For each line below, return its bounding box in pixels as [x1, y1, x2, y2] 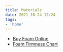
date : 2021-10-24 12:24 [5, 12, 56, 17]
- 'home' [5, 21, 24, 27]
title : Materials [5, 7, 42, 13]
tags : [5, 17, 17, 22]
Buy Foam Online [12, 36, 49, 42]
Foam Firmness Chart [12, 41, 58, 47]
